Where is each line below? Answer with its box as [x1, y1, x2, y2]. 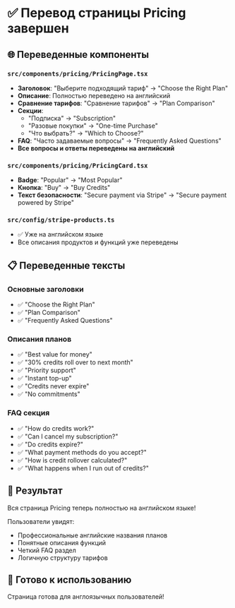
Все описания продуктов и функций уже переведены [17, 238, 179, 246]
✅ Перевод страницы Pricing [7, 5, 186, 21]
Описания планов [7, 334, 72, 344]
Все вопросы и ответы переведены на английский [17, 143, 175, 153]
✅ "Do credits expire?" [17, 440, 83, 448]
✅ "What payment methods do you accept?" [17, 448, 147, 456]
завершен [7, 20, 69, 37]
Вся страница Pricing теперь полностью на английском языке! [7, 503, 196, 512]
